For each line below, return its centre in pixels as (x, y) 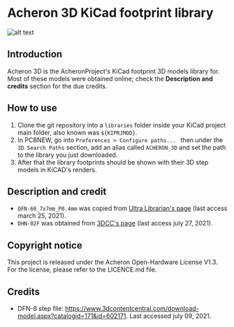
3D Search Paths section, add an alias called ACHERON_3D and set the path (122, 147)
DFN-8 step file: (41, 308)
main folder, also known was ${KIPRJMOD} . (77, 132)
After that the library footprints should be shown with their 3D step (113, 162)
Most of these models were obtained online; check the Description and (110, 78)
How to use (32, 108)
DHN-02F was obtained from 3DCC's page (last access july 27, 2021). (115, 223)
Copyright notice (45, 245)
